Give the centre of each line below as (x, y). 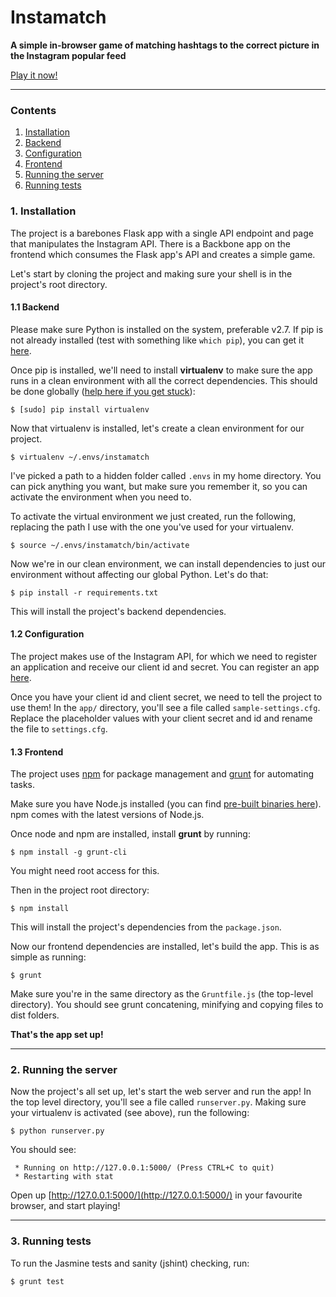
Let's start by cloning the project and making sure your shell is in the (151, 273)
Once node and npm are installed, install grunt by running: (130, 834)
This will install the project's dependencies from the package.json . (146, 927)
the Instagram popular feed (68, 55)
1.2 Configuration (47, 634)
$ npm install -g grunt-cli (69, 852)
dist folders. (35, 1015)
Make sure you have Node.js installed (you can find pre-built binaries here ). (166, 804)
